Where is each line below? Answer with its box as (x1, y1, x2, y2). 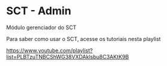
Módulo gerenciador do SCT (6, 24, 77, 31)
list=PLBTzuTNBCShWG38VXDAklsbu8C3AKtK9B (6, 53, 129, 60)
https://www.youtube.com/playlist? (6, 46, 93, 54)
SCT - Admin (6, 4, 71, 18)
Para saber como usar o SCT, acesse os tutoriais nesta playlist (6, 35, 161, 42)
